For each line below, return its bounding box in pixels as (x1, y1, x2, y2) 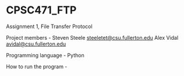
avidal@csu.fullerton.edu (6, 40, 66, 47)
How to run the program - (6, 63, 68, 70)
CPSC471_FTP (6, 4, 77, 17)
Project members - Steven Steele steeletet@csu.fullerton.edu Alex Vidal (6, 34, 179, 41)
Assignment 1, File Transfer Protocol (6, 23, 93, 30)
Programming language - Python (6, 51, 84, 58)
